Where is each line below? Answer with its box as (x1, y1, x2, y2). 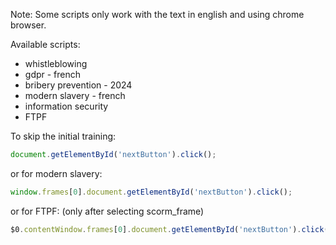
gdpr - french (24, 69, 82, 80)
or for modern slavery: (10, 167, 103, 179)
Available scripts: (10, 39, 81, 50)
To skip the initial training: (10, 130, 117, 142)
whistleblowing (24, 58, 88, 69)
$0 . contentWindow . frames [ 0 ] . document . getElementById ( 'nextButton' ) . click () (10, 224, 333, 234)
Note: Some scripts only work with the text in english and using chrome (10, 9, 305, 20)
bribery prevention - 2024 (24, 79, 133, 91)
